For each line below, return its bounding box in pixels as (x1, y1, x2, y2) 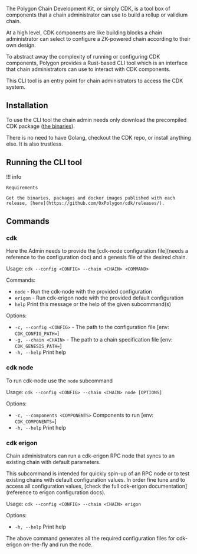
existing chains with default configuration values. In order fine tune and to (6, 476, 186, 483)
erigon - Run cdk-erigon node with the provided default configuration (14, 294, 184, 301)
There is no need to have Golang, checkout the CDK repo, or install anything (6, 134, 192, 141)
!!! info (6, 173, 22, 180)
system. (6, 83, 25, 91)
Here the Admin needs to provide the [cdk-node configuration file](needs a (6, 247, 189, 255)
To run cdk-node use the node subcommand (6, 377, 113, 384)
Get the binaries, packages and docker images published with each (6, 195, 176, 201)
